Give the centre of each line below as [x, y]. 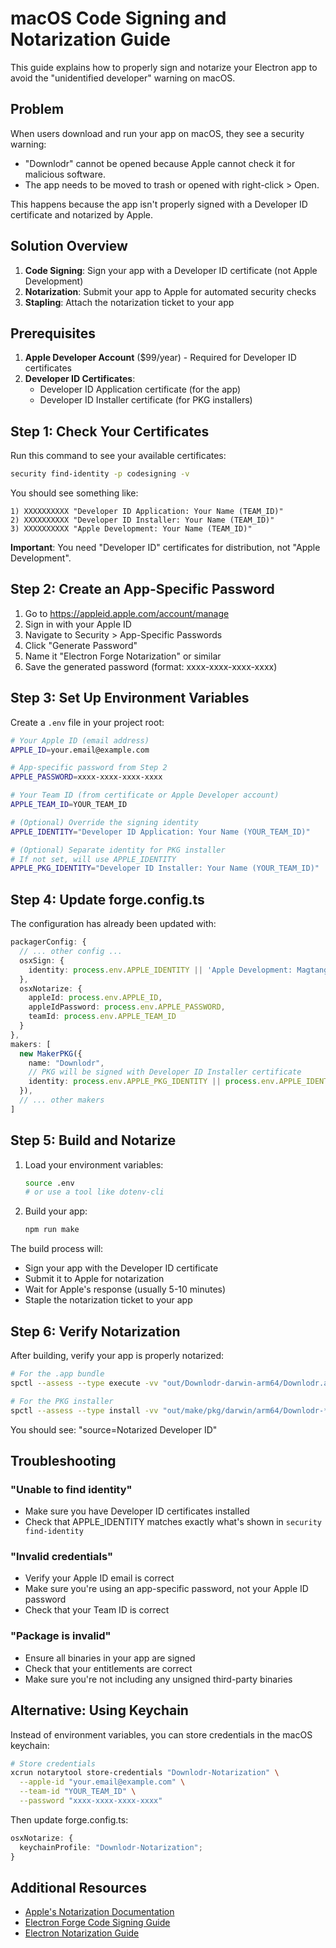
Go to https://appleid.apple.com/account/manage [127, 613]
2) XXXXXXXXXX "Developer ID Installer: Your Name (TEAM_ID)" [142, 520]
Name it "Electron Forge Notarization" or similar [123, 656]
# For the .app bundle [57, 1374]
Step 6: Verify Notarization [95, 1331]
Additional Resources [78, 1887]
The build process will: [57, 1249]
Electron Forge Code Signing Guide [97, 1923]
